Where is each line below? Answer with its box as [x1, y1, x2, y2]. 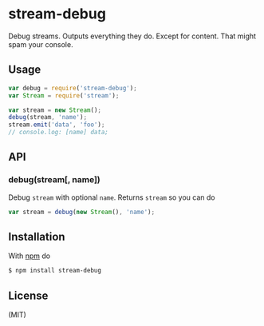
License [8, 288, 49, 302]
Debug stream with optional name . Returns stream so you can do [8, 193, 215, 202]
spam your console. [8, 39, 73, 49]
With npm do [8, 251, 50, 260]
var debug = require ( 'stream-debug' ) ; [8, 84, 137, 92]
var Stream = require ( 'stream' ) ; [8, 91, 120, 100]
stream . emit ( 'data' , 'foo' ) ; [8, 121, 105, 129]
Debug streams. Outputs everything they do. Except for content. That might [8, 31, 257, 41]
